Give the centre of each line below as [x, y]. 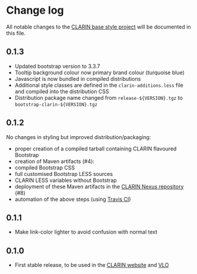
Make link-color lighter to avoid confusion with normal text [86, 232]
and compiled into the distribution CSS [62, 91]
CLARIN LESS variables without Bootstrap [66, 180]
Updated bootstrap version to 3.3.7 [58, 66]
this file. [16, 33]
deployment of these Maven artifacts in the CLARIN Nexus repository [99, 186]
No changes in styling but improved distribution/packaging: [79, 137]
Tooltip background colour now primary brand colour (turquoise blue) [100, 73]
